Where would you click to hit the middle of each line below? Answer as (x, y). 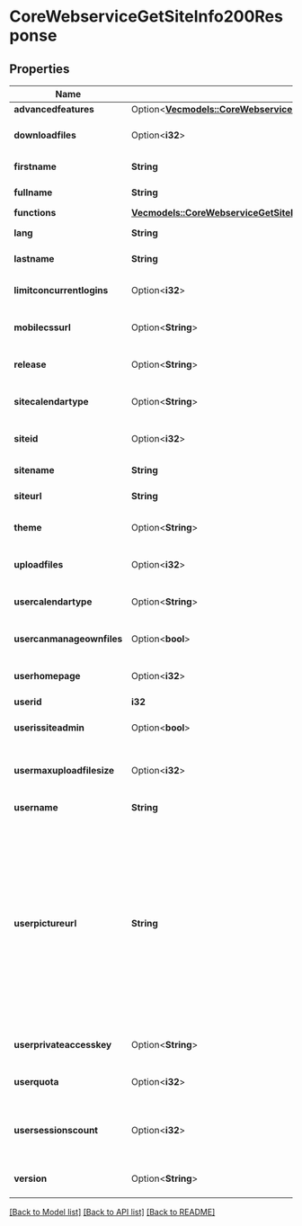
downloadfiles (45, 135)
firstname (35, 166)
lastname (34, 259)
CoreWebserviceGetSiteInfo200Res (146, 17)
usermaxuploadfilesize (64, 770)
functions (35, 213)
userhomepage (47, 676)
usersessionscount (56, 1130)
